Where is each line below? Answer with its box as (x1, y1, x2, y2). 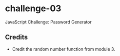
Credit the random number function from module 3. (12, 46, 116, 52)
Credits (5, 33, 28, 41)
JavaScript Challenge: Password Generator (5, 19, 92, 25)
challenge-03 (5, 3, 61, 14)
